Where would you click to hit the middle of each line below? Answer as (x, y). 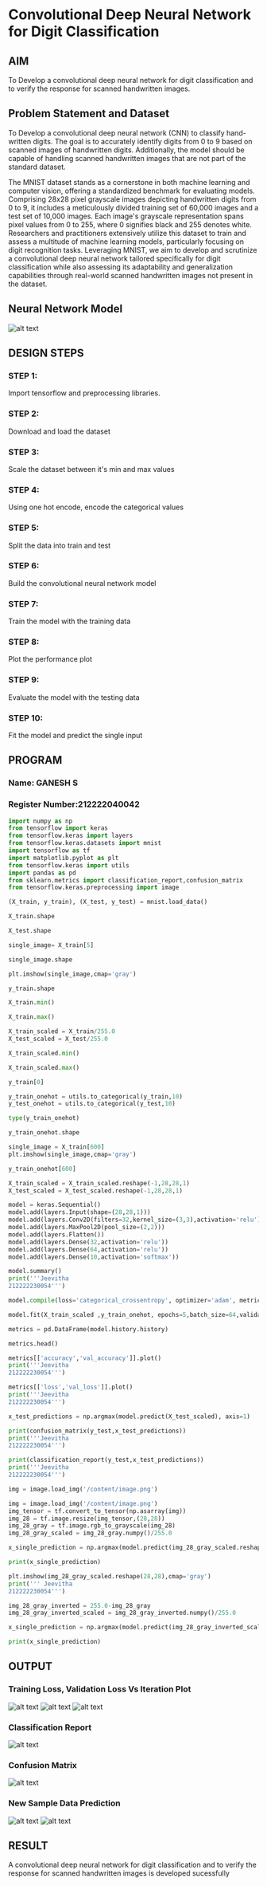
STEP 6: (24, 566)
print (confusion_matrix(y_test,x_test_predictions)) (97, 1431)
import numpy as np (41, 821)
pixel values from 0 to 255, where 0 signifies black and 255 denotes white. (130, 224)
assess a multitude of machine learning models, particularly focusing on (126, 242)
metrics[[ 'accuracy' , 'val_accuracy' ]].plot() (85, 1358)
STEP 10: (26, 717)
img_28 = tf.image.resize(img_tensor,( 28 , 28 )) (87, 1519)
